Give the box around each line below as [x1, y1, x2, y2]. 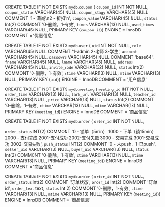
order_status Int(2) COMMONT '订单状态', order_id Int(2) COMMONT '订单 [5, 179, 158, 185]
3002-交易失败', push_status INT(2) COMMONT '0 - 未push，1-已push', [10, 141, 156, 147]
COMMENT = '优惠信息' [5, 33, 53, 38]
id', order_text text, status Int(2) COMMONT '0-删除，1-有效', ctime [5, 185, 143, 191]
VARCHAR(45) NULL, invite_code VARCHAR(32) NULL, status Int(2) [5, 64, 144, 70]
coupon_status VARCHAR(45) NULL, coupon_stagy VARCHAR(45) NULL [5, 9, 149, 15]
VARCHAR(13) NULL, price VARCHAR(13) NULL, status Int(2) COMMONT [5, 97, 154, 102]
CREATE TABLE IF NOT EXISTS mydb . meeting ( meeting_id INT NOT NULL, [5, 86, 154, 92]
